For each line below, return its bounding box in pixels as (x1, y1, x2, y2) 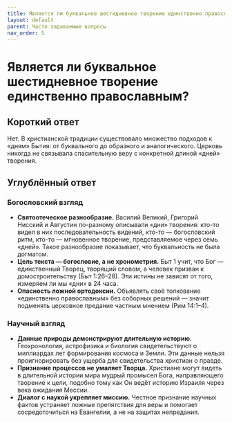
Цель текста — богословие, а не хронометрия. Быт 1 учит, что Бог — (17, 257, 224, 265)
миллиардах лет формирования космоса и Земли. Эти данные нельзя (17, 349, 225, 357)
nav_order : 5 (7, 29, 45, 37)
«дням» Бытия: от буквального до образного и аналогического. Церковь (7, 142, 223, 150)
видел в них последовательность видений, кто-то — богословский (17, 228, 215, 236)
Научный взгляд (7, 318, 66, 328)
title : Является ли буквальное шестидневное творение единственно (7, 10, 202, 17)
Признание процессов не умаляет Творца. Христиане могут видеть (17, 364, 222, 372)
